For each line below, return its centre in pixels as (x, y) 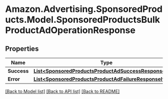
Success (18, 71)
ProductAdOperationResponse (70, 30)
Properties (22, 49)
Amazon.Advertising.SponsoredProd (84, 9)
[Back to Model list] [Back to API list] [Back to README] (62, 91)
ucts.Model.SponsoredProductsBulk (83, 20)
